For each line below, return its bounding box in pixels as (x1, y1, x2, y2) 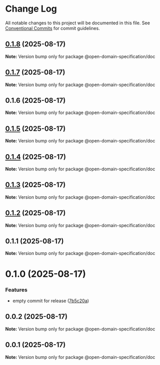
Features (5, 286, 28, 293)
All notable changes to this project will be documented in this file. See (5, 20, 150, 26)
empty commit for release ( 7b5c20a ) (12, 298, 89, 304)
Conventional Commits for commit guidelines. (5, 25, 100, 31)
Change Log (5, 3, 57, 15)
